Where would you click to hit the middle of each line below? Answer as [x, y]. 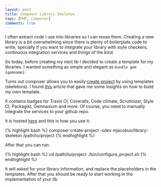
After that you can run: [27, 145]
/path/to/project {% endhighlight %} [59, 136]
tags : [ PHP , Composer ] [28, 18]
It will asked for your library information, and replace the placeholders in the [81, 169]
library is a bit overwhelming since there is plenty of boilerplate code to [76, 42]
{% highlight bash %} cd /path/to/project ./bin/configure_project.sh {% [76, 154]
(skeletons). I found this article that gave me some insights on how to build [79, 87]
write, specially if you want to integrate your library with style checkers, [76, 47]
